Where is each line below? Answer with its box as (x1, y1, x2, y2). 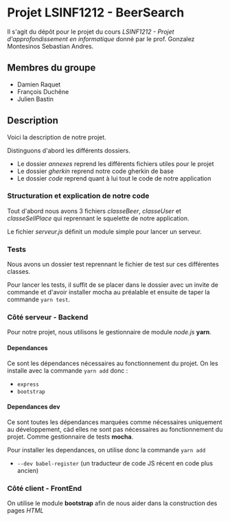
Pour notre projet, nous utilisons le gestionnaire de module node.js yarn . (7, 328, 211, 336)
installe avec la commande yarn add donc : (7, 366, 128, 375)
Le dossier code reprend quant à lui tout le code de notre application (16, 174, 211, 183)
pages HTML (7, 507, 44, 515)
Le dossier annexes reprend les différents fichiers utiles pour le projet (16, 159, 214, 167)
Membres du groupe (7, 62, 96, 73)
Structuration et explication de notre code (7, 191, 150, 200)
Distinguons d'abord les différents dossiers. (7, 146, 130, 154)
